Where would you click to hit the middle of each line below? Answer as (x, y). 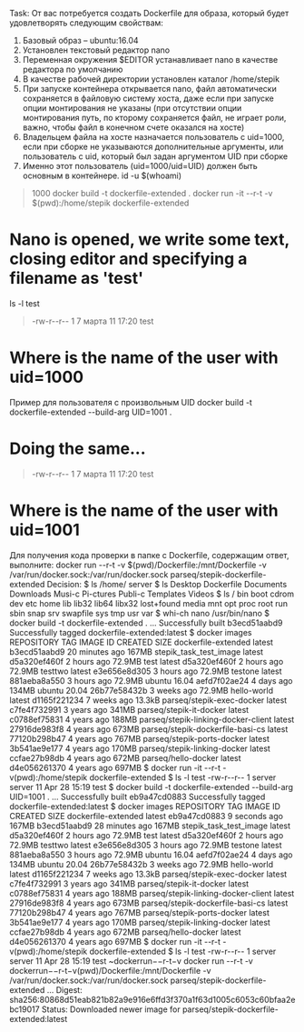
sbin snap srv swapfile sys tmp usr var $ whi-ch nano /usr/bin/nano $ (140, 613)
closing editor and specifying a (128, 259)
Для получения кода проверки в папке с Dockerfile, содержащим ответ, (149, 555)
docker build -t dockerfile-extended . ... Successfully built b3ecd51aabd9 (146, 623)
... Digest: (65, 989)
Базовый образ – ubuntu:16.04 (80, 40)
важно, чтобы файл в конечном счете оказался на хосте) (133, 127)
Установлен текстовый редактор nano (96, 50)
